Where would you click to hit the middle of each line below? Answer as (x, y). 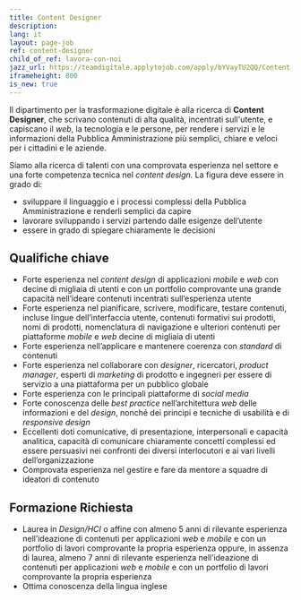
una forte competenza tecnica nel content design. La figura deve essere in (146, 175)
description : (34, 26)
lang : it (26, 34)
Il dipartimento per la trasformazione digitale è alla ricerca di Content (137, 109)
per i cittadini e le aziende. (58, 148)
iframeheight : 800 (43, 76)
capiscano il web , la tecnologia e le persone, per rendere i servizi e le (137, 129)
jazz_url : (28, 68)
